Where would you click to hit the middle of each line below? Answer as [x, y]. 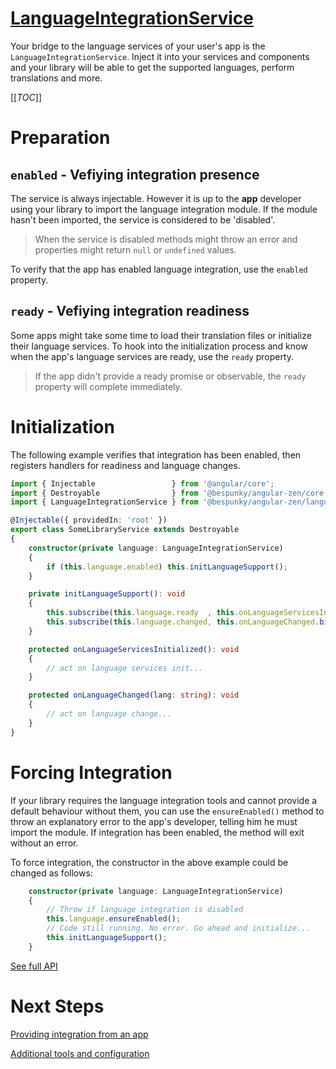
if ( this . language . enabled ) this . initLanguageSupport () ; [167, 567]
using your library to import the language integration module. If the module [164, 209]
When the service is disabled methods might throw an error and [166, 239]
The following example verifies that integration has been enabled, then [156, 454]
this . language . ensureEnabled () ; [114, 919]
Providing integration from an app [79, 1034]
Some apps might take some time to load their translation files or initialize [161, 335]
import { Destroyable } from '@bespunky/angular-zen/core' [169, 493]
